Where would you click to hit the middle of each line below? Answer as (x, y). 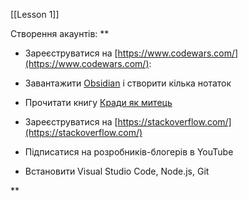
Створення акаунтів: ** (60, 33)
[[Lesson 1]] (35, 14)
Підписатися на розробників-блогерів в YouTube (129, 152)
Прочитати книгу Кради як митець (98, 102)
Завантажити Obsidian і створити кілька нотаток (128, 83)
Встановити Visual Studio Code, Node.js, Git (117, 171)
